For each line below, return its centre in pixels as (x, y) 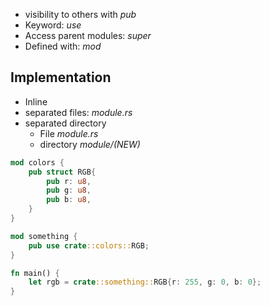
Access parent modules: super (88, 35)
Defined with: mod (63, 46)
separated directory (65, 123)
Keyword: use (53, 25)
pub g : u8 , (69, 190)
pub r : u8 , (69, 181)
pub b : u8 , (69, 200)
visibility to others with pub (80, 14)
